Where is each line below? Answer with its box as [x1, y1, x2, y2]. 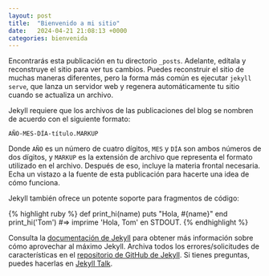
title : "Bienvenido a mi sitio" [8, 19, 120, 27]
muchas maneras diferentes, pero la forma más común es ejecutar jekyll [8, 73, 252, 83]
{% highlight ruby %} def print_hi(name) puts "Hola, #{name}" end [8, 209, 228, 219]
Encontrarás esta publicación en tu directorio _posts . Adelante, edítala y [8, 56, 247, 66]
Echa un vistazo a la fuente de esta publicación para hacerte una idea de [8, 169, 250, 179]
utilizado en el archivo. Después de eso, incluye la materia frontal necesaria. [8, 161, 261, 171]
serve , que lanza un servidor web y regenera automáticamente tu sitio [8, 82, 240, 91]
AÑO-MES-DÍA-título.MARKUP [8, 130, 99, 138]
